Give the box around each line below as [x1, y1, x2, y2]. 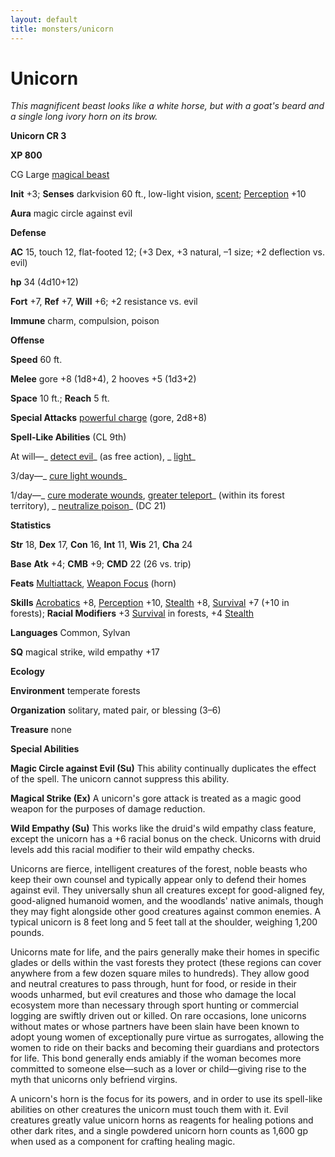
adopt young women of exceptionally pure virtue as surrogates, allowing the [10, 1031, 325, 1043]
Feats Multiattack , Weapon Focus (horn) [10, 577, 177, 590]
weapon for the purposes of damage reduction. [10, 803, 206, 815]
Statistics [10, 519, 52, 531]
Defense [10, 227, 47, 239]
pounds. [10, 927, 45, 939]
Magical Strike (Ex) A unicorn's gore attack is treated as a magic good [10, 792, 302, 805]
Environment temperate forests [10, 685, 141, 697]
